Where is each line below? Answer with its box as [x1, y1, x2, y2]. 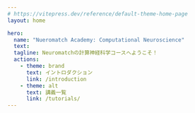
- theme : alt [20, 82, 59, 89]
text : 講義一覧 [25, 89, 67, 96]
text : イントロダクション [25, 69, 93, 76]
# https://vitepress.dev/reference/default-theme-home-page [7, 10, 189, 18]
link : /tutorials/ [25, 95, 81, 102]
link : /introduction [25, 76, 87, 83]
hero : [7, 30, 23, 37]
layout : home [7, 17, 46, 24]
